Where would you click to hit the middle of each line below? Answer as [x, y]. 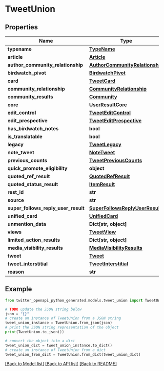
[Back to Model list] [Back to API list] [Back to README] [61, 364]
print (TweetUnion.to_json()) [35, 332]
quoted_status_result [33, 184]
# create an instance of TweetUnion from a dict [55, 350]
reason [16, 272]
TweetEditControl [110, 113]
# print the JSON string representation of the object [62, 327]
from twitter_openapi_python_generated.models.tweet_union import [74, 300]
